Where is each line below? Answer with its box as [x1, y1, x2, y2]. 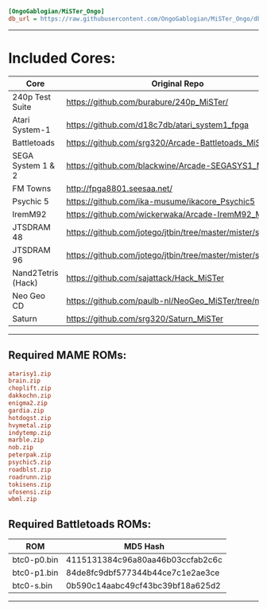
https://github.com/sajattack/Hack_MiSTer [66, 272, 225, 283]
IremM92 [12, 208, 47, 220]
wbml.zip [8, 495, 37, 503]
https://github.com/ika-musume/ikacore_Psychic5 [66, 196, 256, 207]
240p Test [12, 91, 52, 103]
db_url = [8, 14, 37, 23]
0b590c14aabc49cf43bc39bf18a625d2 [66, 581, 221, 592]
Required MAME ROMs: [8, 348, 127, 362]
